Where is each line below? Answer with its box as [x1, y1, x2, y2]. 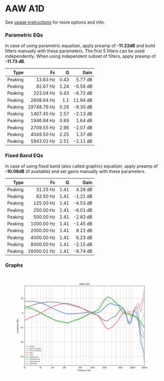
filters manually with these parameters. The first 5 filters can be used [5, 48, 145, 54]
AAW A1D [5, 3, 45, 14]
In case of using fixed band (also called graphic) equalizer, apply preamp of [5, 163, 158, 169]
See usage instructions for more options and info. [5, 19, 106, 25]
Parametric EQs [5, 32, 43, 38]
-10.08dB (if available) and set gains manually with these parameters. [5, 169, 146, 174]
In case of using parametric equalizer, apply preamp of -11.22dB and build [5, 43, 156, 49]
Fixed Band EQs [5, 152, 43, 159]
